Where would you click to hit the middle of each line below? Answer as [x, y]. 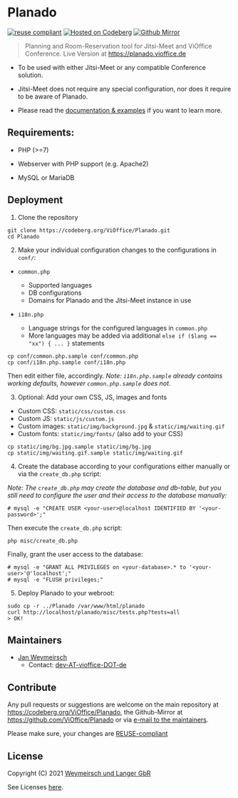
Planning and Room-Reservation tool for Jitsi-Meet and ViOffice [118, 46]
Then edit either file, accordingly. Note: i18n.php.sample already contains [115, 375]
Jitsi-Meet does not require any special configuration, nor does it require [124, 89]
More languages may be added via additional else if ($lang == [123, 335]
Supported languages [60, 285]
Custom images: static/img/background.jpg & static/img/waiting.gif [121, 426]
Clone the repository [48, 217]
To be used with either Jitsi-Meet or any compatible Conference [112, 67]
